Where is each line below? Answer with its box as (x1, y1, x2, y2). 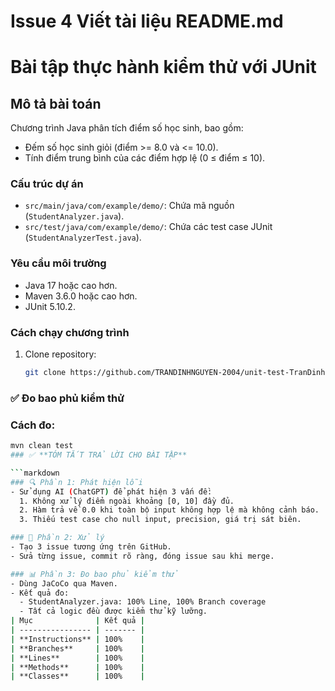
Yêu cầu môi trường (10, 256, 107, 270)
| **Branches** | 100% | (10, 643, 145, 654)
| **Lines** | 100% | (10, 653, 145, 663)
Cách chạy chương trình (10, 325, 130, 339)
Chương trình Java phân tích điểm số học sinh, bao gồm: (10, 122, 244, 134)
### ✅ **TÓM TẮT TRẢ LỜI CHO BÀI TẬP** (10, 450, 188, 460)
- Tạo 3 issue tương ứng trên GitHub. (10, 542, 172, 552)
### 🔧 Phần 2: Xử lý (10, 533, 105, 543)
